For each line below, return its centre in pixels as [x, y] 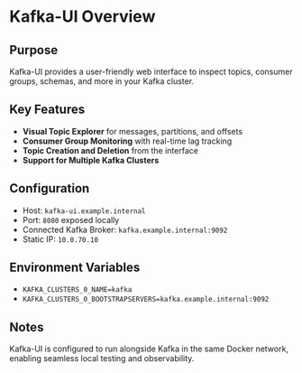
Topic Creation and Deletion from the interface [110, 150]
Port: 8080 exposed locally [71, 219]
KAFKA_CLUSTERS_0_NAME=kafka [77, 290]
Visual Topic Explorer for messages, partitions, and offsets [133, 131]
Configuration [50, 188]
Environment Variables [75, 268]
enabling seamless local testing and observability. [102, 359]
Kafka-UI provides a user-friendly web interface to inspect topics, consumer [151, 71]
